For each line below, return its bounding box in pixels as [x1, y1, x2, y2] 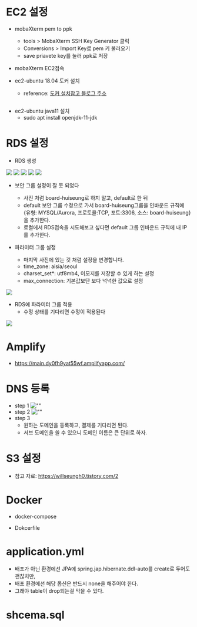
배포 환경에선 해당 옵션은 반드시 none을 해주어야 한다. [14, 580, 138, 587]
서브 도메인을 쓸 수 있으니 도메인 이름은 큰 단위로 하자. [23, 428, 148, 436]
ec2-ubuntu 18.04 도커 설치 [14, 77, 81, 84]
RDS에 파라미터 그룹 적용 [14, 301, 72, 308]
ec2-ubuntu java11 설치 [14, 107, 70, 114]
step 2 [14, 408, 31, 415]
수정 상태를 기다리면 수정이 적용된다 [23, 308, 106, 315]
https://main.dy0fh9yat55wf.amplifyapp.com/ [14, 359, 125, 367]
